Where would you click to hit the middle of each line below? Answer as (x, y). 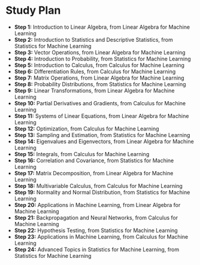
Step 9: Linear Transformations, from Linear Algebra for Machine (94, 90)
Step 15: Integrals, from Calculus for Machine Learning (82, 154)
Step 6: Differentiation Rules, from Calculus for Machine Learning (95, 71)
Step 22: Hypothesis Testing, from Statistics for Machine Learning (96, 230)
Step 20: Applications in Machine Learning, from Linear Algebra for (97, 205)
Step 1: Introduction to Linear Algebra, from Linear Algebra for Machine (102, 27)
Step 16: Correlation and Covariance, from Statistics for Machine (94, 160)
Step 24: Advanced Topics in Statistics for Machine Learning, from (97, 249)
